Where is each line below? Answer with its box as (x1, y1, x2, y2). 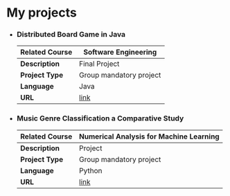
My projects (6, 5, 77, 21)
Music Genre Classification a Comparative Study (16, 114, 184, 123)
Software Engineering (83, 47, 157, 57)
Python (78, 166, 103, 175)
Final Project (78, 59, 120, 69)
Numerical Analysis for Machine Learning (78, 132, 220, 141)
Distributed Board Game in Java (16, 30, 126, 39)
